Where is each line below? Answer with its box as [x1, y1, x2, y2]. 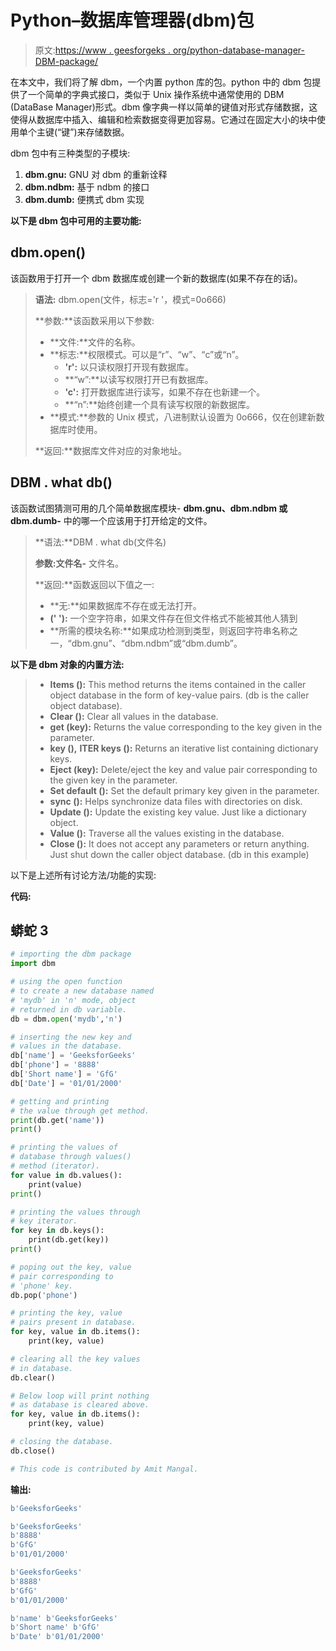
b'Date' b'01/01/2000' [10, 1632, 105, 1642]
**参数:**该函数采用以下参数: [34, 314, 155, 326]
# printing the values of [10, 1142, 118, 1153]
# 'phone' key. [10, 1281, 74, 1291]
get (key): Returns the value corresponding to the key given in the [49, 721, 323, 733]
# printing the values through [10, 1207, 141, 1217]
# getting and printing [10, 1096, 110, 1106]
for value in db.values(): [10, 1170, 123, 1180]
